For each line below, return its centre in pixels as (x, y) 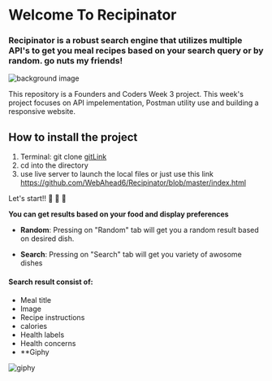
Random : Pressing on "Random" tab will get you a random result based (140, 230)
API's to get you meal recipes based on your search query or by (136, 50)
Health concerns (48, 343)
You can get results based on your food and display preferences (119, 214)
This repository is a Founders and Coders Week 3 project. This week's (126, 94)
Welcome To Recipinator (93, 15)
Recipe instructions (52, 317)
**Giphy (35, 352)
